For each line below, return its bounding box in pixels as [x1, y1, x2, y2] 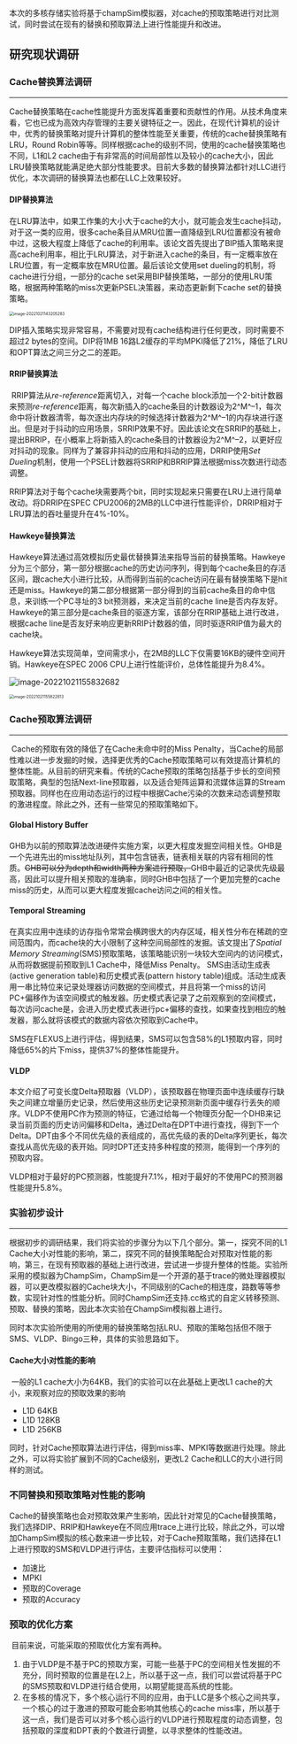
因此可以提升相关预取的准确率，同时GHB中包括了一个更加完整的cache [24, 873, 281, 884]
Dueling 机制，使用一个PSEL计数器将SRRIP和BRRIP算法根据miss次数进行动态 [9, 457, 287, 467]
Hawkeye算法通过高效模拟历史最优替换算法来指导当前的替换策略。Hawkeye [9, 552, 286, 562]
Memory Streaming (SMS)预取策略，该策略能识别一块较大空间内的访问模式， [9, 948, 288, 959]
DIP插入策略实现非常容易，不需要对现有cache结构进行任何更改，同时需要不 [9, 324, 285, 335]
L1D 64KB [21, 1405, 58, 1416]
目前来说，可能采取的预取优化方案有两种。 [11, 1640, 166, 1651]
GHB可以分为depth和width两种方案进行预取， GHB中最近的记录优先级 [25, 862, 278, 873]
